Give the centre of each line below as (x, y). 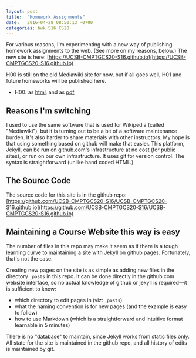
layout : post (22, 11)
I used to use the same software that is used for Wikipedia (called (85, 125)
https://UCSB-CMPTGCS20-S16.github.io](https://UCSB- (118, 57)
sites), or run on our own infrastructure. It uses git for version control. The (95, 156)
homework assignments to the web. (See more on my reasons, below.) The (97, 51)
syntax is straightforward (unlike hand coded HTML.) (70, 163)
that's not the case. (29, 258)
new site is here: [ (28, 57)
